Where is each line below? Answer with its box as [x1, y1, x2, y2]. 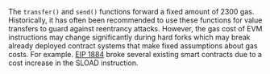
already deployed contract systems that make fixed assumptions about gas [8, 41, 258, 51]
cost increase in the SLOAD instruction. [8, 58, 139, 68]
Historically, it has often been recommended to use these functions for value [8, 15, 263, 25]
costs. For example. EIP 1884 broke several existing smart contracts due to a [8, 50, 262, 59]
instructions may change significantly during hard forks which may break [8, 32, 251, 42]
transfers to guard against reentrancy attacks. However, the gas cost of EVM [8, 24, 263, 33]
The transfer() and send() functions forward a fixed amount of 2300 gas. [8, 7, 255, 16]
